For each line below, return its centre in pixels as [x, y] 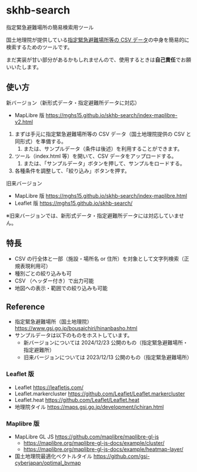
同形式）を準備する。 [40, 141]
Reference [26, 307]
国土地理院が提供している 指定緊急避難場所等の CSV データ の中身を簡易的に [98, 39]
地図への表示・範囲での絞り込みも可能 [61, 288]
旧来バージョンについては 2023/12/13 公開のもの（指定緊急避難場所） [108, 357]
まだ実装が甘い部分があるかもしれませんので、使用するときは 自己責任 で [94, 59]
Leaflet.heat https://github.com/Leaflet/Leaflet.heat [77, 400]
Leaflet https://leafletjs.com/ [49, 387]
